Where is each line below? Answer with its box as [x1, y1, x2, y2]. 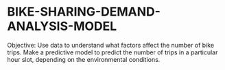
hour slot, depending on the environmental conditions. [7, 55, 161, 63]
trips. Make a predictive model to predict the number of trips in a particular [7, 48, 218, 56]
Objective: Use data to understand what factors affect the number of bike [7, 41, 215, 49]
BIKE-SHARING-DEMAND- [7, 4, 161, 20]
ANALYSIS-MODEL [7, 18, 117, 34]
